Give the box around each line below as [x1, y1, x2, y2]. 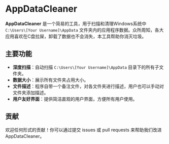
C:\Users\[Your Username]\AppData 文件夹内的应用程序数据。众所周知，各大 [5, 26, 164, 33]
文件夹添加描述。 [12, 90, 49, 96]
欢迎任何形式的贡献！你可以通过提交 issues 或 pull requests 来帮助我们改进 [5, 127, 162, 133]
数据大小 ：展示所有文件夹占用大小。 [12, 77, 89, 83]
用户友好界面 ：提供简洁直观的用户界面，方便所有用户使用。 [12, 96, 138, 102]
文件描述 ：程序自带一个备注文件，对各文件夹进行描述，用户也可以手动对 [12, 83, 164, 89]
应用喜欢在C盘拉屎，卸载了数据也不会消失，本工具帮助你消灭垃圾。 [5, 33, 147, 39]
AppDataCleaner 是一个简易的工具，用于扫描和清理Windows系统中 [5, 20, 147, 26]
